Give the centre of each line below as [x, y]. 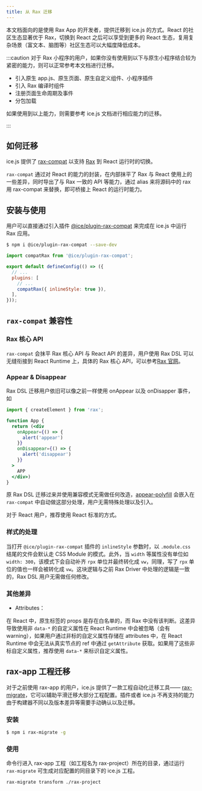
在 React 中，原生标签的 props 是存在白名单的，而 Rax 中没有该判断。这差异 [101, 621]
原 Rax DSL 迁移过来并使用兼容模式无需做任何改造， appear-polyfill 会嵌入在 [100, 494]
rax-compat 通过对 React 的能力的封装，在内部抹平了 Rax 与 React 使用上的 [99, 174]
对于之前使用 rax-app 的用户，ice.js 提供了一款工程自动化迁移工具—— [93, 687]
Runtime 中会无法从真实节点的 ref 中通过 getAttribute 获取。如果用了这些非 [100, 643]
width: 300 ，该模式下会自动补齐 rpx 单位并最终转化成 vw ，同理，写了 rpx [97, 561]
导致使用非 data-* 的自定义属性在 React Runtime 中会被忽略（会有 [88, 628]
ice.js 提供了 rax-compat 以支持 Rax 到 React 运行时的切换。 [81, 162]
